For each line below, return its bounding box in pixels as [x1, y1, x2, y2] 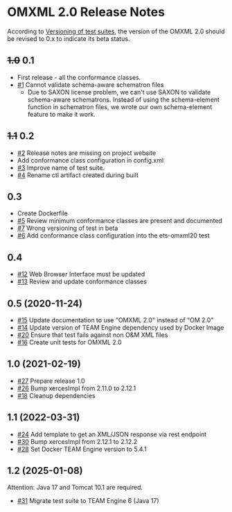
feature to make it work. [27, 110, 96, 118]
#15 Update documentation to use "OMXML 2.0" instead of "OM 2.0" [17, 316, 214, 324]
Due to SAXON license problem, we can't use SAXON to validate [27, 88, 211, 96]
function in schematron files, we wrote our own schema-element [27, 102, 213, 111]
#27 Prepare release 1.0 [17, 377, 85, 385]
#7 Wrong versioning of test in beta [17, 224, 118, 233]
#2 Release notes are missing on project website [17, 149, 157, 157]
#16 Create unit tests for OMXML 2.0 [17, 338, 122, 346]
